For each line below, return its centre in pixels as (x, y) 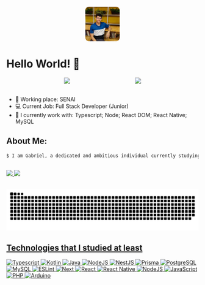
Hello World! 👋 (43, 64)
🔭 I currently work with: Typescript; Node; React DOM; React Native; (101, 115)
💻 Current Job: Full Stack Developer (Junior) (72, 106)
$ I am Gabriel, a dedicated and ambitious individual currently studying (103, 156)
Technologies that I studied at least (74, 248)
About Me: (27, 141)
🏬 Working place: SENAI (45, 99)
